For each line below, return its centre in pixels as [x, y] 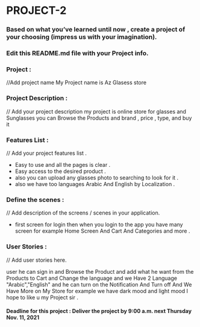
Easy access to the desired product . [61, 171]
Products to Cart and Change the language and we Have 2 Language [92, 278]
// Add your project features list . [47, 153]
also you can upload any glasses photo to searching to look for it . [97, 177]
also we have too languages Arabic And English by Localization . [95, 184]
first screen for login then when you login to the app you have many [99, 225]
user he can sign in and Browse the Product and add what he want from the [100, 271]
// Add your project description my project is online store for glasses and [96, 111]
